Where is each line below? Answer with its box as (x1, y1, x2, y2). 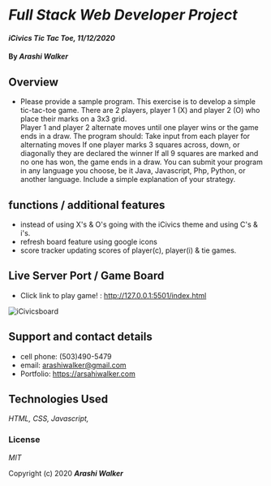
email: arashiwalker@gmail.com (19, 360, 127, 370)
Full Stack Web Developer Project (8, 6, 238, 24)
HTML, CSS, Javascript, (8, 414, 89, 423)
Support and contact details (8, 330, 153, 344)
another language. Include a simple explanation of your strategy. (19, 175, 236, 184)
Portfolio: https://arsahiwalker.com (19, 368, 136, 379)
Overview (8, 75, 59, 89)
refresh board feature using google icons (19, 237, 158, 246)
